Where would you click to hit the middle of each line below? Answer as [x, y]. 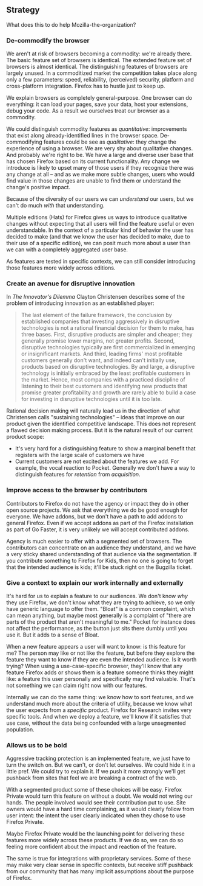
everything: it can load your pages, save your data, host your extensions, [97, 104]
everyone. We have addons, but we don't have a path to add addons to [95, 516]
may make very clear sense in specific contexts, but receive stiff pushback [100, 865]
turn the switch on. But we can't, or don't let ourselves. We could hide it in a [101, 765]
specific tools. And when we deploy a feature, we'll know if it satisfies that [99, 717]
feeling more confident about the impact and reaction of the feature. [92, 847]
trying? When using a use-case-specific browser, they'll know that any [95, 666]
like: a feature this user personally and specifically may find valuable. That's [101, 679]
